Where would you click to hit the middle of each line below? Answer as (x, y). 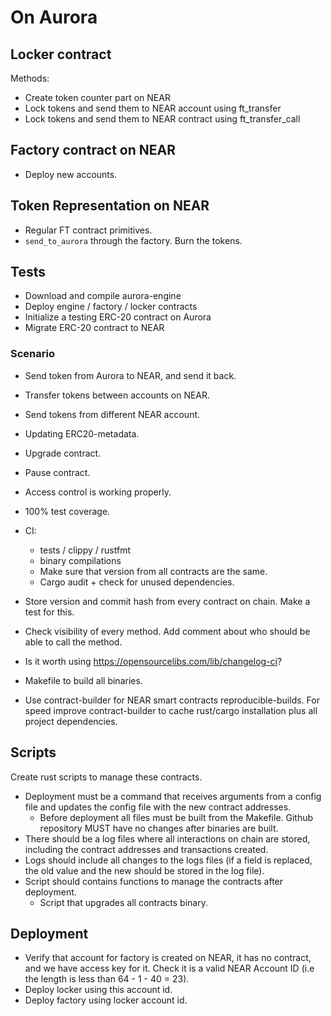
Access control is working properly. (98, 492)
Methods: (30, 78)
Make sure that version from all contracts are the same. (153, 571)
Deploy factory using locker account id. (106, 1000)
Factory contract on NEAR (93, 150)
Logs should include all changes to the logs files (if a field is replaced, (168, 860)
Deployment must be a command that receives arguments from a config (173, 796)
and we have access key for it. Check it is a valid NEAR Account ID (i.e (169, 968)
